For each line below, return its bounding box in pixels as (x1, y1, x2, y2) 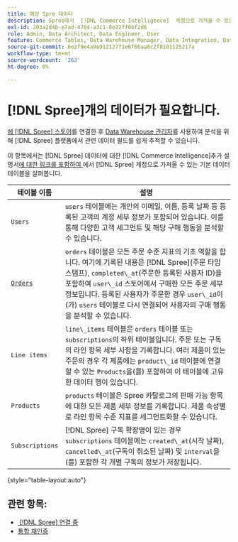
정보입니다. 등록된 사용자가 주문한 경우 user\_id (64, 289, 217, 299)
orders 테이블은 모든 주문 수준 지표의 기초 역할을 (64, 246, 218, 256)
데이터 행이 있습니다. (73, 377, 138, 387)
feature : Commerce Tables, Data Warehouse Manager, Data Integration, (7, 37, 220, 44)
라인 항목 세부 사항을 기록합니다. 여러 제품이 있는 (73, 345, 226, 355)
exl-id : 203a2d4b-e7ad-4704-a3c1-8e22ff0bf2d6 (7, 23, 147, 31)
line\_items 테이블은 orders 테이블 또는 (64, 324, 193, 334)
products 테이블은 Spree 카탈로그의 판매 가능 (64, 390, 209, 400)
